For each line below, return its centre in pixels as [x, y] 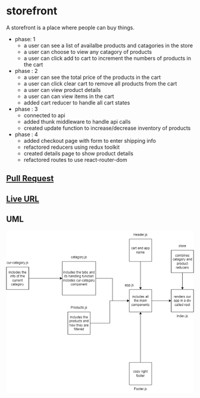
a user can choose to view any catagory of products [88, 51]
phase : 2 [26, 71]
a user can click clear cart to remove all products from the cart [100, 83]
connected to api [44, 115]
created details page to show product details [79, 153]
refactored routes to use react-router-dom [75, 160]
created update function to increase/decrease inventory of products [107, 128]
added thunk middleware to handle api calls [77, 121]
